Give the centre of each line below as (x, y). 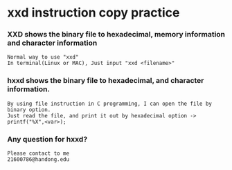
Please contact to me (38, 153)
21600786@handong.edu (38, 160)
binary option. (29, 110)
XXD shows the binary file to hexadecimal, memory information (116, 35)
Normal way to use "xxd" (43, 57)
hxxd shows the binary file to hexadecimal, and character (106, 81)
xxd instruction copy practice (93, 13)
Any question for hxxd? (47, 139)
